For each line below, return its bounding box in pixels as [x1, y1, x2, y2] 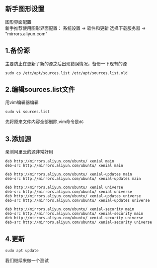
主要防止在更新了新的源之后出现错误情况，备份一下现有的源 [5, 60, 127, 66]
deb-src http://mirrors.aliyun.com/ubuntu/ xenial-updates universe [5, 198, 150, 203]
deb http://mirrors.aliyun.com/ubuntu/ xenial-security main [5, 207, 135, 212]
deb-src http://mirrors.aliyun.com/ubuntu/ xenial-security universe [5, 220, 153, 225]
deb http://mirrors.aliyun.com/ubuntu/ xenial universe [5, 185, 123, 190]
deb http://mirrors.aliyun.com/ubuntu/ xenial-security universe [5, 216, 143, 221]
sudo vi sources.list [5, 109, 50, 115]
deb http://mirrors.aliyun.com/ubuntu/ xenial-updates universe [5, 194, 141, 199]
